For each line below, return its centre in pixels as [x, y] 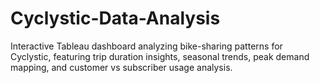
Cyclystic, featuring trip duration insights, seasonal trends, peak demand [160, 56]
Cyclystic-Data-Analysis [115, 18]
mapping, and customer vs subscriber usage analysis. [121, 67]
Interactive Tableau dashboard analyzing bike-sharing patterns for [146, 46]
